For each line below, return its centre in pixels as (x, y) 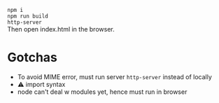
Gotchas (33, 58)
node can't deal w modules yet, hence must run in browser (102, 92)
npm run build (28, 16)
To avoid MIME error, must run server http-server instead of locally (114, 76)
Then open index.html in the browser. (61, 29)
